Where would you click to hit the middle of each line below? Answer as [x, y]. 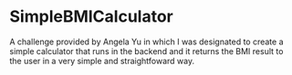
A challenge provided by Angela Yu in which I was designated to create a [147, 42]
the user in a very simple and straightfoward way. [102, 61]
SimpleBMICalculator [91, 17]
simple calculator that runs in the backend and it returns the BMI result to [146, 51]
